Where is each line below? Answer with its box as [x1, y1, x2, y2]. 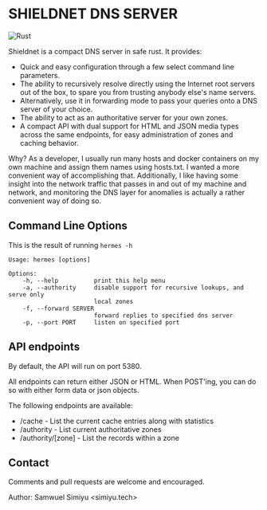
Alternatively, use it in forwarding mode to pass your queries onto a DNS [19, 96, 257, 105]
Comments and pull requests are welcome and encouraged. [8, 477, 205, 487]
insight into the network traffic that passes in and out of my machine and [8, 178, 247, 188]
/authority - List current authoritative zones [19, 424, 162, 434]
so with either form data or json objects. [8, 385, 139, 394]
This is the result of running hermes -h [8, 240, 133, 249]
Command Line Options [8, 219, 128, 233]
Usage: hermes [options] [8, 256, 91, 264]
